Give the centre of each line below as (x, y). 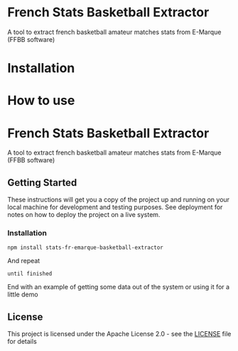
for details (22, 342)
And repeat (24, 261)
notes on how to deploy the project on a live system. (84, 215)
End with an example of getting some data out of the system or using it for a (118, 287)
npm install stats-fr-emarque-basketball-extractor (85, 248)
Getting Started (42, 183)
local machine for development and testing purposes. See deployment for (115, 207)
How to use (41, 101)
